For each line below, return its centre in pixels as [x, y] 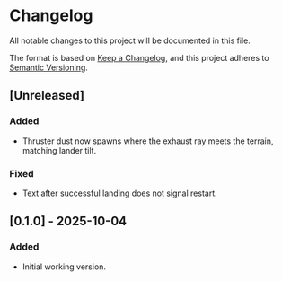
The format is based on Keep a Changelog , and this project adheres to [139, 57]
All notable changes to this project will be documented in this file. [130, 40]
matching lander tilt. [59, 150]
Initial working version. [64, 267]
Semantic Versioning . [48, 67]
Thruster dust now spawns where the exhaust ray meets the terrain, [148, 141]
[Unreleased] [47, 96]
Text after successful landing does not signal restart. [119, 193]
